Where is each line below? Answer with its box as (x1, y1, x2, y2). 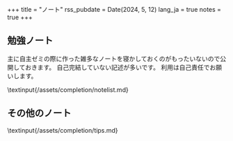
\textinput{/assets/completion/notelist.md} (7, 85, 129, 94)
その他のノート (7, 107, 72, 119)
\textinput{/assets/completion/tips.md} (7, 126, 118, 134)
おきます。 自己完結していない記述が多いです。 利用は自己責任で (25, 63, 210, 71)
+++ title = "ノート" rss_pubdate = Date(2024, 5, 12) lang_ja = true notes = (7, 6, 221, 13)
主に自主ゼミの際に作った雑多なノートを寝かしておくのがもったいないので (7, 54, 220, 63)
